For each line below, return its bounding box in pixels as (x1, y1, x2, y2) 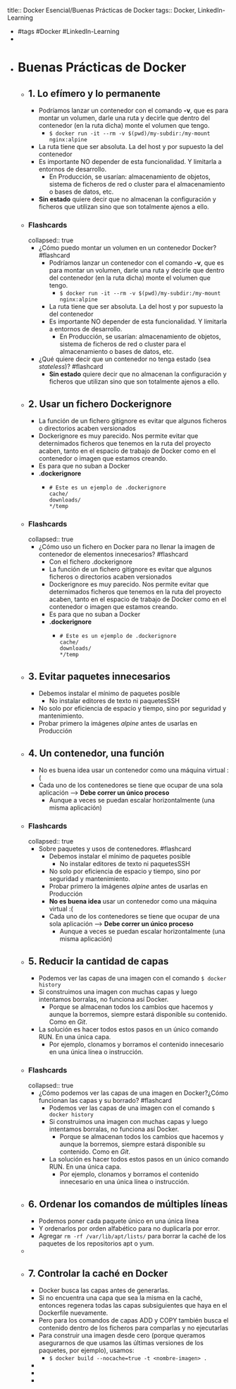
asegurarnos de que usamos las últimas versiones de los (38, 1339, 204, 1347)
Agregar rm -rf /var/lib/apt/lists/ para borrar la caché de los (38, 1232, 227, 1241)
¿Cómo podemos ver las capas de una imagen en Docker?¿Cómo (38, 1089, 229, 1097)
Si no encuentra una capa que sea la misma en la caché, (38, 1294, 203, 1302)
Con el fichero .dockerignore (49, 557, 132, 566)
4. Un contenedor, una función (27, 747, 165, 759)
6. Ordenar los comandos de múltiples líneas (27, 1198, 228, 1210)
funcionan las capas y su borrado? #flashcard (38, 1097, 173, 1105)
